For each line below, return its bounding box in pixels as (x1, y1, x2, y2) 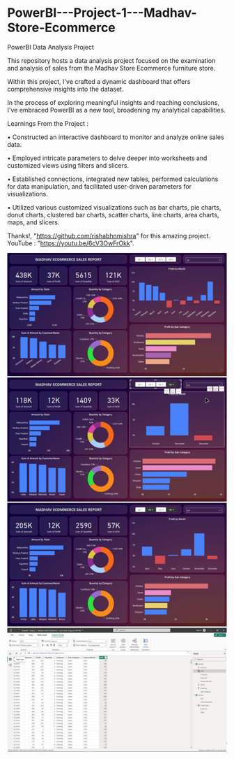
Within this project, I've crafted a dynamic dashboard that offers (7, 77, 191, 85)
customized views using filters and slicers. (7, 161, 130, 169)
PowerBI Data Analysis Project (7, 43, 94, 51)
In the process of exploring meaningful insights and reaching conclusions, (7, 98, 220, 106)
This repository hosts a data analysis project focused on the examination (7, 56, 216, 64)
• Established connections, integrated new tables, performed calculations (7, 175, 219, 183)
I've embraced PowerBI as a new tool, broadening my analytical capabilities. (7, 106, 226, 114)
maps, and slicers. (7, 218, 60, 226)
